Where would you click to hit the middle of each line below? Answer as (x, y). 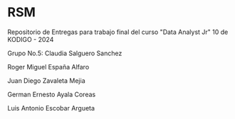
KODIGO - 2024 (31, 39)
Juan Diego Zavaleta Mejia (46, 80)
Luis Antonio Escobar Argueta (51, 108)
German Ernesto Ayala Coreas (52, 94)
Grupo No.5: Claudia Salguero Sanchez (65, 53)
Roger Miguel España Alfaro (48, 67)
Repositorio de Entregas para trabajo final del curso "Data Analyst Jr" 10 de (118, 32)
